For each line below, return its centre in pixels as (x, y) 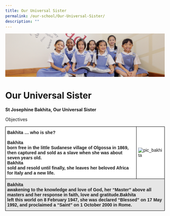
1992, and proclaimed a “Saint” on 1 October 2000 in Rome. (70, 205)
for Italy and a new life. (31, 173)
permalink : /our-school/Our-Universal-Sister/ (55, 16)
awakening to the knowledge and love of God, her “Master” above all (79, 189)
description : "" (22, 21)
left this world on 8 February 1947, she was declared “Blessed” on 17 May (85, 200)
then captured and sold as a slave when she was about (65, 153)
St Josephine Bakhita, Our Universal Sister (51, 109)
